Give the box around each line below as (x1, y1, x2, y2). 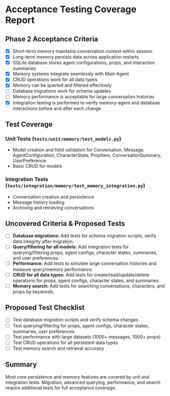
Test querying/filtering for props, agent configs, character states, (12, 322, 149, 329)
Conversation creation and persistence (12, 193, 94, 200)
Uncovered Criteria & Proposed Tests (5, 219, 126, 228)
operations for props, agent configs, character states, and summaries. (12, 277, 160, 284)
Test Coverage (5, 120, 53, 128)
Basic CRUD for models (12, 163, 62, 169)
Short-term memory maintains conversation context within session (12, 48, 153, 54)
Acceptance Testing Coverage (5, 4, 136, 15)
